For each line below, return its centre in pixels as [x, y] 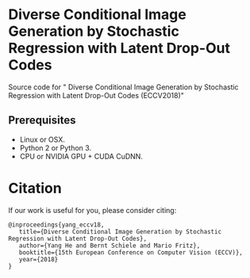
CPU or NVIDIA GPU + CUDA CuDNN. [81, 156]
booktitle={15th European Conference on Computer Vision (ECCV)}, [131, 252]
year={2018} [38, 259]
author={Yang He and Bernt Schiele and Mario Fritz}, [110, 246]
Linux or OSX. [42, 139]
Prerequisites [42, 120]
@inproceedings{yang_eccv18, [56, 225]
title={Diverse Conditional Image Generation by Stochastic [120, 231]
